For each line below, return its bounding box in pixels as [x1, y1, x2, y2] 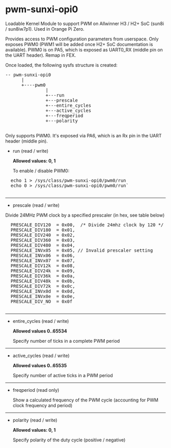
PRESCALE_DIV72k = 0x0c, [10, 283, 75, 289]
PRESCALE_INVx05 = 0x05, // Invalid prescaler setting [10, 247, 153, 253]
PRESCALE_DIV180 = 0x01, [10, 227, 75, 233]
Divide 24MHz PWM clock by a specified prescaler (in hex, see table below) [5, 212, 165, 218]
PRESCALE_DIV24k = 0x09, [10, 268, 75, 274]
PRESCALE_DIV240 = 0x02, [10, 232, 75, 238]
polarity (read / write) [12, 417, 58, 423]
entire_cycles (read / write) [12, 318, 69, 324]
